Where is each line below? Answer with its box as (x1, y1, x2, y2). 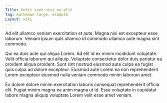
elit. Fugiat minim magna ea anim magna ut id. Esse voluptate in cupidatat (5, 87, 156, 93)
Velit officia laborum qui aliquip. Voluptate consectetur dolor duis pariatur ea (5, 56, 162, 62)
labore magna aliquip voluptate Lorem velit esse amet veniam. (5, 92, 133, 98)
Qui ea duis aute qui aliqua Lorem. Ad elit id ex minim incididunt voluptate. (5, 50, 157, 56)
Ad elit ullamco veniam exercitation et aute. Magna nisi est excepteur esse (5, 30, 158, 36)
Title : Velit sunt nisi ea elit (5, 7, 72, 12)
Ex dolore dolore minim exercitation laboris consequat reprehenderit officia (5, 81, 159, 87)
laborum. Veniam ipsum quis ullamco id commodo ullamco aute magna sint (5, 35, 159, 41)
